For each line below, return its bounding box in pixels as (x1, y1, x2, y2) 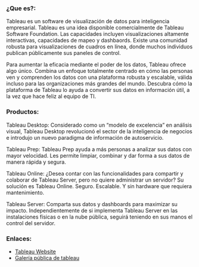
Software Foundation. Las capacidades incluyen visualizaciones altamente (6, 30, 189, 38)
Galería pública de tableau (14, 254, 79, 261)
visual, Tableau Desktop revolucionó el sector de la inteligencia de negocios (6, 127, 192, 135)
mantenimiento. (6, 189, 45, 196)
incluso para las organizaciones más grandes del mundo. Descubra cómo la (6, 80, 192, 87)
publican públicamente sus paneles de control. (6, 50, 121, 57)
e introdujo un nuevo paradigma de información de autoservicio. (6, 134, 164, 141)
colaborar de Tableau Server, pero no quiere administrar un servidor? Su (6, 176, 184, 183)
